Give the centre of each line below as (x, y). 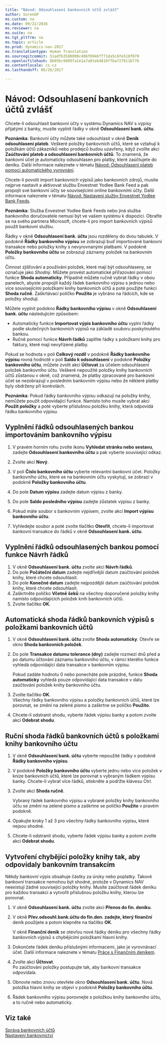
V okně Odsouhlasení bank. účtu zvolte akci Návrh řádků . (73, 567)
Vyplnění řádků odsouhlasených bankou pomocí (82, 547)
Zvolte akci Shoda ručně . (38, 791)
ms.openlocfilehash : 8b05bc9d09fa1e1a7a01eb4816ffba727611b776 (72, 61)
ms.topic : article (24, 42)
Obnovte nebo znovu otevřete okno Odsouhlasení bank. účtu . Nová (83, 982)
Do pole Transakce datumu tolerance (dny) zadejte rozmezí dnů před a (86, 654)
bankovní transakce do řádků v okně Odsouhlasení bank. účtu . (78, 531)
